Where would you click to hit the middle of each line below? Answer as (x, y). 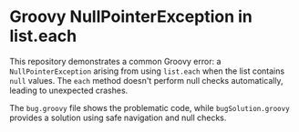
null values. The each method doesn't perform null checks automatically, (147, 80)
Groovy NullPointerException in (131, 17)
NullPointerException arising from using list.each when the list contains (147, 71)
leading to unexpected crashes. (69, 90)
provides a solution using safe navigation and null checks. (118, 117)
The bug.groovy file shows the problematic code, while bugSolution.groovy (149, 107)
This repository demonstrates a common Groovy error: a (115, 61)
